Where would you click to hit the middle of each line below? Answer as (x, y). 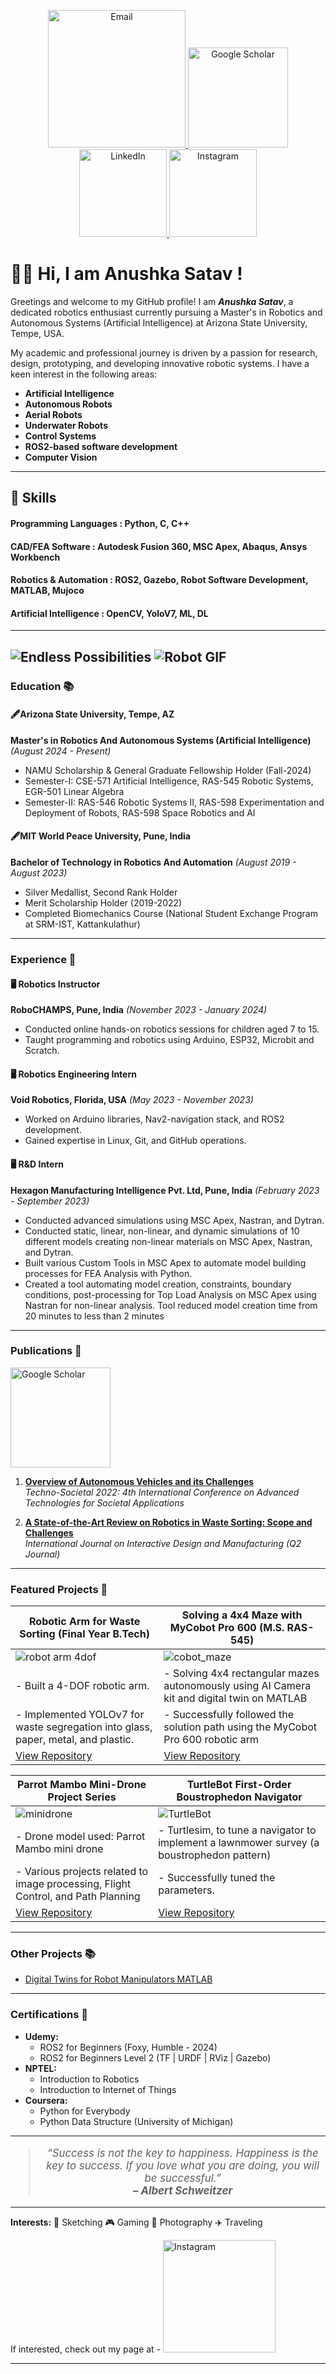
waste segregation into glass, (84, 1727)
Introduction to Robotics (89, 2079)
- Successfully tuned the (217, 1878)
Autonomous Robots (68, 404)
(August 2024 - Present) (61, 751)
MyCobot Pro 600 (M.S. (227, 1628)
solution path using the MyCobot (240, 1727)
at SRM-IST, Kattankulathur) (82, 924)
